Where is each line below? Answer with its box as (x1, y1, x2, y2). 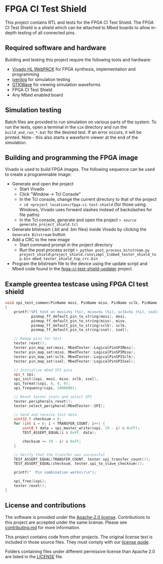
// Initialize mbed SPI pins (14, 367, 73, 372)
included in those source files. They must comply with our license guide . (5, 539, 150, 545)
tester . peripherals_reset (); (14, 399, 73, 404)
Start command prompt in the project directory (19, 242, 113, 248)
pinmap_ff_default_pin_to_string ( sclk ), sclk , (31, 323, 127, 328)
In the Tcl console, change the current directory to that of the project (19, 197, 157, 202)
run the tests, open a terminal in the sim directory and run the (5, 124, 127, 130)
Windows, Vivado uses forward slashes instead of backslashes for (19, 207, 152, 213)
